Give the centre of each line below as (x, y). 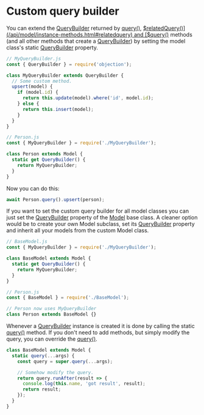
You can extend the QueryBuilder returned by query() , (74, 28)
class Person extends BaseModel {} (51, 314)
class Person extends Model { (45, 154)
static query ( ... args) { (43, 356)
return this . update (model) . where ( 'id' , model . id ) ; (88, 98)
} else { (28, 104)
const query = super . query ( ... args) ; (65, 361)
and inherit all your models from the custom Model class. (78, 230)
